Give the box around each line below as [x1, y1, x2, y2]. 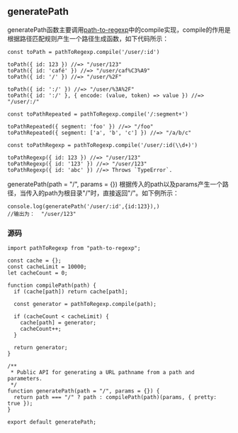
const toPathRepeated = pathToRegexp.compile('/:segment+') [7, 110, 189, 118]
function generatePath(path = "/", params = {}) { [7, 388, 160, 395]
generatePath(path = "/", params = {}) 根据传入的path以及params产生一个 [7, 180, 223, 188]
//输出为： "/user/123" [7, 210, 76, 217]
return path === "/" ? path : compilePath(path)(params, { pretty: [13, 394, 217, 401]
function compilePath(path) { [7, 282, 97, 290]
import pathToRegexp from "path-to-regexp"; [7, 245, 141, 252]
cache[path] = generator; [20, 319, 97, 327]
